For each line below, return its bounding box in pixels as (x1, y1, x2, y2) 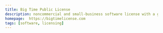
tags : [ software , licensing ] (5, 20, 64, 26)
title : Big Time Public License (5, 7, 70, 12)
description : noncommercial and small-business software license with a (5, 12, 155, 16)
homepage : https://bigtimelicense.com (5, 16, 86, 21)
